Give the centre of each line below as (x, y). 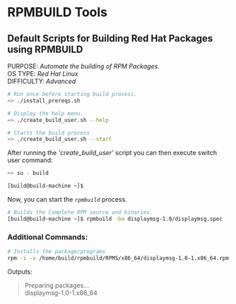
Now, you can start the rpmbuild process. (67, 199)
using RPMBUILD (45, 49)
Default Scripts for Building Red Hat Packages (110, 38)
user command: (30, 160)
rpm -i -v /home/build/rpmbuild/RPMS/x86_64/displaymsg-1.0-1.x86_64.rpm (118, 258)
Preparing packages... (57, 285)
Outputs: (20, 272)
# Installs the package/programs (57, 252)
